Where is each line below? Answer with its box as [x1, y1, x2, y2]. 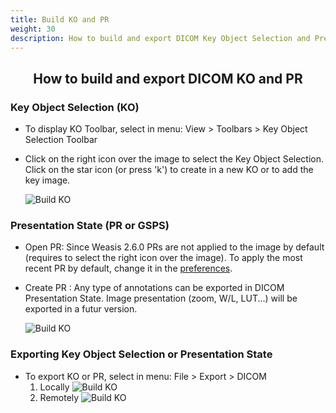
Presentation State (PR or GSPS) [10, 218, 170, 232]
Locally [39, 381, 70, 393]
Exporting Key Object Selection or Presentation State [10, 347, 273, 361]
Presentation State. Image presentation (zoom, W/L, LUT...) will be [24, 292, 298, 305]
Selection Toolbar [24, 134, 98, 146]
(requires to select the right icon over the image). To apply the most [24, 252, 303, 264]
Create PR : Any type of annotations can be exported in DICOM [24, 282, 285, 294]
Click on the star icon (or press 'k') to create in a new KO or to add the [24, 164, 314, 176]
